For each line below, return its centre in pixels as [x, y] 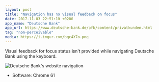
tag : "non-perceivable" [29, 32]
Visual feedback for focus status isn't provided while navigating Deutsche [79, 51]
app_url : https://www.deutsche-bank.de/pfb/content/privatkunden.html [79, 28]
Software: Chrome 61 [33, 75]
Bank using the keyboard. [31, 56]
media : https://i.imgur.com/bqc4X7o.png [47, 37]
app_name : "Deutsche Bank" [33, 23]
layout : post [18, 10]
